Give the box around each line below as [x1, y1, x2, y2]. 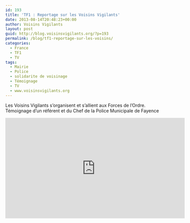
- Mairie [10, 64, 29, 69]
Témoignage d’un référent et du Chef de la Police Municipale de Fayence [5, 108, 159, 114]
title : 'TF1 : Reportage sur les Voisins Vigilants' [5, 12, 120, 17]
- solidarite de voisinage [10, 74, 68, 79]
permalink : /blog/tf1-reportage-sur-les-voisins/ [5, 36, 114, 41]
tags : [5, 60, 17, 65]
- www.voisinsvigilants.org [10, 88, 70, 93]
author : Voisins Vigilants [5, 21, 63, 27]
